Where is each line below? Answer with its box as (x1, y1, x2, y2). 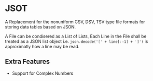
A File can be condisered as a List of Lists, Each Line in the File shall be (5, 33, 147, 39)
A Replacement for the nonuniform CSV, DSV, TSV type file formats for (5, 19, 145, 25)
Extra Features (5, 57, 50, 66)
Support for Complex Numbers (12, 70, 73, 76)
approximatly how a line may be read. (5, 43, 80, 49)
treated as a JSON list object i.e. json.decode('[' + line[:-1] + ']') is (5, 38, 148, 44)
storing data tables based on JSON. (5, 24, 76, 29)
